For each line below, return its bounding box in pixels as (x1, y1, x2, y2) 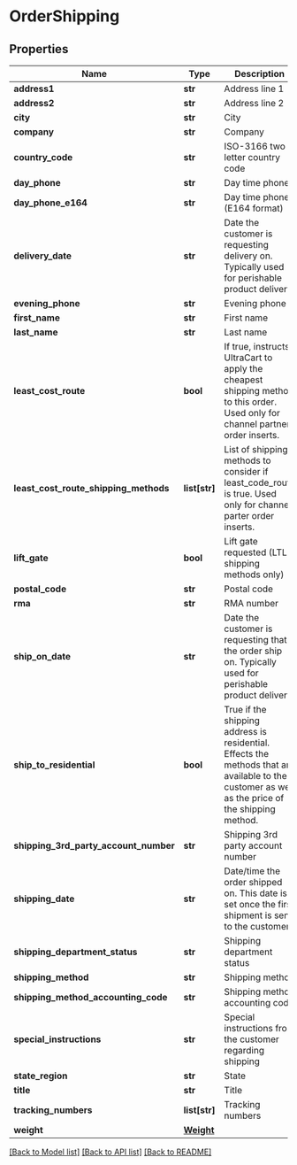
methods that (224, 759, 279, 771)
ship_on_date (13, 651, 71, 662)
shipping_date (13, 892, 75, 905)
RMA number (224, 598, 279, 609)
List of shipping (224, 444, 289, 455)
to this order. (224, 396, 277, 408)
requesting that (224, 634, 287, 645)
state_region (13, 1069, 68, 1082)
